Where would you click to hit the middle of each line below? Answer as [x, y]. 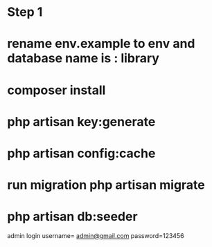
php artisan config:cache [81, 153]
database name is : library [83, 58]
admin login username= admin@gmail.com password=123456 [96, 236]
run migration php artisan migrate [106, 185]
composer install [56, 90]
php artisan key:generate [81, 121]
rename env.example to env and [101, 44]
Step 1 [25, 12]
